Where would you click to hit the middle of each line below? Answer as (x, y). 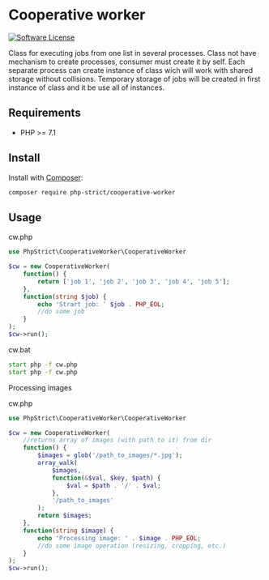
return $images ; (65, 516)
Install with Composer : (46, 177)
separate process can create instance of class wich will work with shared (131, 70)
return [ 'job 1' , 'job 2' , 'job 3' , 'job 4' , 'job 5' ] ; (134, 281)
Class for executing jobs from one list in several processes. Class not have (132, 53)
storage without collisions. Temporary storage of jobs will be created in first (134, 79)
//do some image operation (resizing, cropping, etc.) (132, 546)
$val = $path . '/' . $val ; (113, 485)
